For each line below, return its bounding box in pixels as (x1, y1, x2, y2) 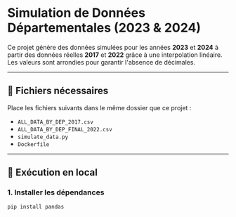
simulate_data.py (17, 133, 69, 140)
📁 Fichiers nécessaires (7, 85, 109, 97)
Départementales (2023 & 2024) (7, 20, 202, 36)
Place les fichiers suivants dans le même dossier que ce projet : (7, 103, 192, 112)
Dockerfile (17, 140, 50, 148)
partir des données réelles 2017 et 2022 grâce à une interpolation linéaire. (7, 51, 223, 59)
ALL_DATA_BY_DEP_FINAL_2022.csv (17, 126, 112, 133)
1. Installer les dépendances (7, 188, 105, 197)
